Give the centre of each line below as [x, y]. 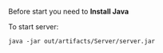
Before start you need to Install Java [69, 11]
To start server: [34, 26]
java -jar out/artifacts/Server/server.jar [82, 41]
